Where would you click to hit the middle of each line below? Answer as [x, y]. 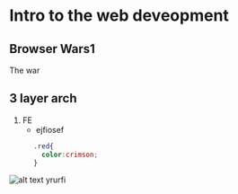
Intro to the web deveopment [119, 16]
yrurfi [56, 180]
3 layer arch [44, 98]
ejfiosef [50, 129]
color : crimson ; [70, 154]
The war [25, 70]
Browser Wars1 [53, 49]
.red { [43, 146]
